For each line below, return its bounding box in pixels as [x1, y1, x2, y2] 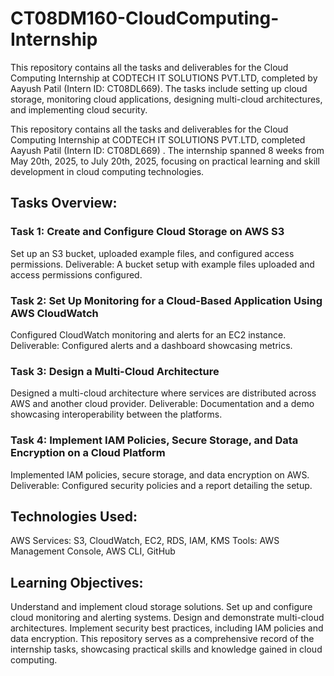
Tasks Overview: [10, 195, 118, 212]
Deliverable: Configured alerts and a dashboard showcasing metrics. [10, 339, 293, 351]
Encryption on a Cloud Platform [10, 446, 166, 460]
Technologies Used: [10, 508, 138, 525]
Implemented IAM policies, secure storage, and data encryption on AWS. [10, 468, 310, 481]
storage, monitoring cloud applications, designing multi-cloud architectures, [10, 93, 323, 105]
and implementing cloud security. [10, 103, 148, 116]
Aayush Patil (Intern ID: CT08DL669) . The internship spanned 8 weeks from [10, 144, 325, 156]
